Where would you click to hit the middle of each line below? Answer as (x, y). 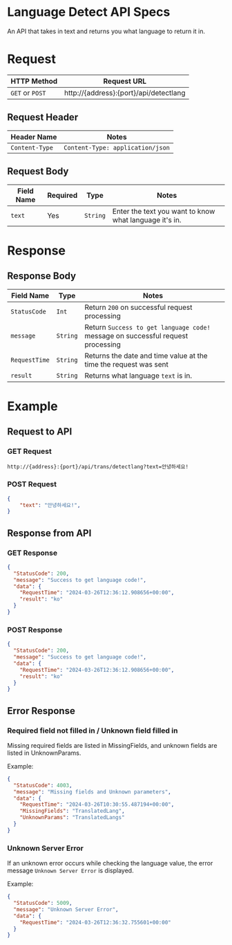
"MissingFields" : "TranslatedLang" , (72, 811)
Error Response (41, 711)
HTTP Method (34, 81)
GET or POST (28, 93)
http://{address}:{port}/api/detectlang (125, 93)
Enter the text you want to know (164, 211)
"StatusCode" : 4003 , (43, 785)
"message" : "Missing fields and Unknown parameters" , (92, 792)
